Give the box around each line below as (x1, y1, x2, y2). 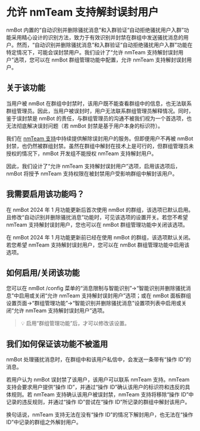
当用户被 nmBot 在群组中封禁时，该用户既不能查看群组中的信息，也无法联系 (6, 100, 192, 107)
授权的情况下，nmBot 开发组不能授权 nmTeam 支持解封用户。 (6, 150, 157, 157)
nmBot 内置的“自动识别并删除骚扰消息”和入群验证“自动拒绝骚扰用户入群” (6, 26, 185, 33)
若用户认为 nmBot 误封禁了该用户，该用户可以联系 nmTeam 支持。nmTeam (6, 376, 190, 383)
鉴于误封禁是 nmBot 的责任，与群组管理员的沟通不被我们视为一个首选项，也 (6, 115, 192, 122)
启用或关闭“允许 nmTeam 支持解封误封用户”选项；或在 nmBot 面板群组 (18, 292, 192, 299)
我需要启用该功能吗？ (6, 189, 85, 199)
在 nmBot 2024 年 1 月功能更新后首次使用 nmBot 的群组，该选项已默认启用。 (6, 206, 194, 213)
